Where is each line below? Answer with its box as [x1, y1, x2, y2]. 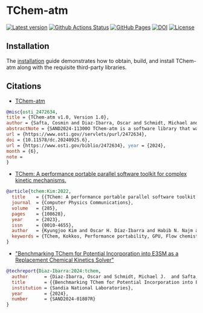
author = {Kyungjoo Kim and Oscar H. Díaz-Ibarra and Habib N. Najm [11, 228, 193, 234]
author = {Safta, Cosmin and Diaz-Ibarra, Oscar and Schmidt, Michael [6, 120, 188, 126]
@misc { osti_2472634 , [6, 109, 59, 115]
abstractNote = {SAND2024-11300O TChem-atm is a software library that [6, 126, 190, 132]
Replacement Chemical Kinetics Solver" [14, 256, 114, 263]
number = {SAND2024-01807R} [11, 296, 96, 302]
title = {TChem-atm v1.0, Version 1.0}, [6, 114, 110, 121]
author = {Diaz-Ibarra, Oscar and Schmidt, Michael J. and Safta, [11, 273, 199, 280]
